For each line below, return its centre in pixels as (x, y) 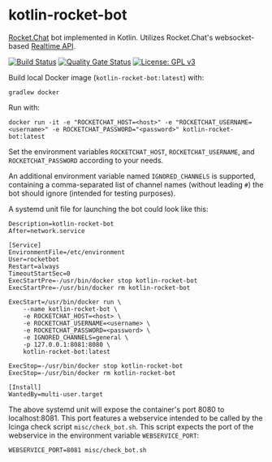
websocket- (235, 37)
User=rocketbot (34, 259)
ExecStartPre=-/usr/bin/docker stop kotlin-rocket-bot (103, 281)
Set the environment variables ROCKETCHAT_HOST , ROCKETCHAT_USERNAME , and (132, 151)
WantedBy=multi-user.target (56, 394)
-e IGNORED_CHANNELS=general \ (76, 337)
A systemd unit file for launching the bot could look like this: (108, 209)
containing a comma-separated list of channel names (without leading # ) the (136, 184)
